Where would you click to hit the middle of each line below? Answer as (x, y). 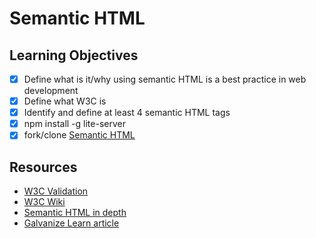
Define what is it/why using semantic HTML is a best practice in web (165, 79)
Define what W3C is (65, 101)
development (51, 91)
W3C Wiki (44, 202)
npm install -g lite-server (74, 124)
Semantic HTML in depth (75, 213)
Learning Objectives (74, 55)
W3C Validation (56, 191)
